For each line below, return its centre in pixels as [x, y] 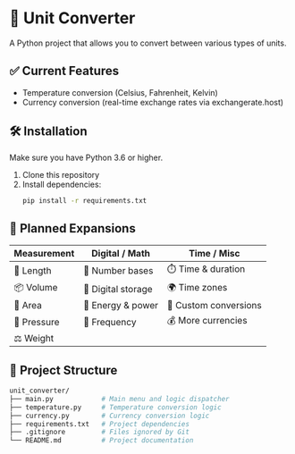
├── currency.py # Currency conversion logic [110, 416]
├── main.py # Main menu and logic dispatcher [119, 399]
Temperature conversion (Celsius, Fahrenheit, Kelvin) [120, 92]
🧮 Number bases [118, 270]
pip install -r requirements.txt [84, 200]
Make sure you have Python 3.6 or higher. [86, 157]
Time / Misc [215, 254]
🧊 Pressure [37, 322]
